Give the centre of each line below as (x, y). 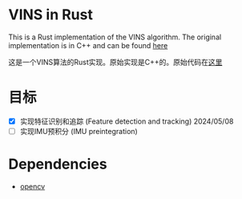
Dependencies (58, 164)
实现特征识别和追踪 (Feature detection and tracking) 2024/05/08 (127, 121)
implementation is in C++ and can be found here (88, 45)
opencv (32, 186)
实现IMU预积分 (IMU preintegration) (79, 131)
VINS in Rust (51, 15)
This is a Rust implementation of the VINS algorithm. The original (115, 37)
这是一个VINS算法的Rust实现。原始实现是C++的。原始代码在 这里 (115, 62)
